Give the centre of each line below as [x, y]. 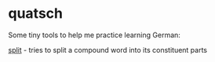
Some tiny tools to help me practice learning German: [94, 35]
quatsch [35, 14]
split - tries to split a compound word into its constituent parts [108, 50]
